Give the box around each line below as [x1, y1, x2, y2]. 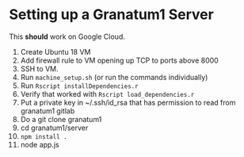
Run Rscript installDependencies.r [20, 81, 139, 90]
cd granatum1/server [20, 123, 89, 132]
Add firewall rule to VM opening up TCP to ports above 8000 [20, 56, 219, 65]
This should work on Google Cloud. [9, 32, 125, 41]
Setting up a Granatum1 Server [9, 6, 215, 24]
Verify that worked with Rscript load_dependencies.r [20, 89, 195, 98]
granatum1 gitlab [20, 105, 75, 116]
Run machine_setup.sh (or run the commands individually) [20, 72, 208, 82]
